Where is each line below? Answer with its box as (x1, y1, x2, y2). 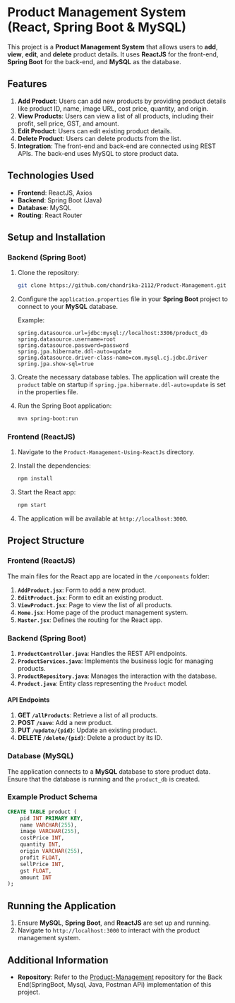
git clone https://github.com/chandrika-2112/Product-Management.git (17, 282, 227, 289)
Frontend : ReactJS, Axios (17, 188, 93, 197)
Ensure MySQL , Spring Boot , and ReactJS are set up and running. (17, 918, 211, 928)
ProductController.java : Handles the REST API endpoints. (17, 650, 188, 658)
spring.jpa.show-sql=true (17, 360, 94, 367)
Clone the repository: (17, 269, 80, 277)
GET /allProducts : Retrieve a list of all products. (17, 711, 158, 719)
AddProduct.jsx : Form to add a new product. (17, 585, 147, 594)
